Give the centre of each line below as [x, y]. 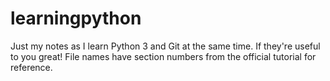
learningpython [76, 18]
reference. [31, 67]
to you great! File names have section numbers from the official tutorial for [163, 56]
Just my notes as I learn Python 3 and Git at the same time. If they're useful [165, 46]
